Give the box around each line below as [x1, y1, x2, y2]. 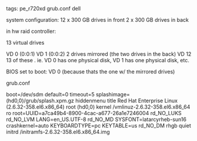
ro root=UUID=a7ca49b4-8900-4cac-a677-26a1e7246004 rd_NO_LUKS [6, 110, 182, 116]
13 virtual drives [6, 39, 45, 46]
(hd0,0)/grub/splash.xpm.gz [6, 97, 75, 104]
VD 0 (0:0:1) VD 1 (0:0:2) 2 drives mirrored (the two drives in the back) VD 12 [6, 51, 192, 58]
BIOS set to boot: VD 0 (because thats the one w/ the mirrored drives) [6, 68, 175, 75]
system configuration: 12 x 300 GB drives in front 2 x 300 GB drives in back [6, 16, 189, 23]
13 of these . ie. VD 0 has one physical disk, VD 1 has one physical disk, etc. [6, 57, 189, 63]
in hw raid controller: [6, 28, 56, 35]
